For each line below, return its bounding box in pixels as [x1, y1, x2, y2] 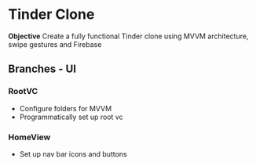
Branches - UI [8, 63, 77, 76]
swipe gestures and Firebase [8, 39, 102, 49]
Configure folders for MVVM [19, 103, 112, 113]
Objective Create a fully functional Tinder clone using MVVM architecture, [8, 31, 249, 41]
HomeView [8, 132, 51, 143]
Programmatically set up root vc [19, 112, 123, 121]
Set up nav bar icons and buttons [19, 149, 127, 158]
